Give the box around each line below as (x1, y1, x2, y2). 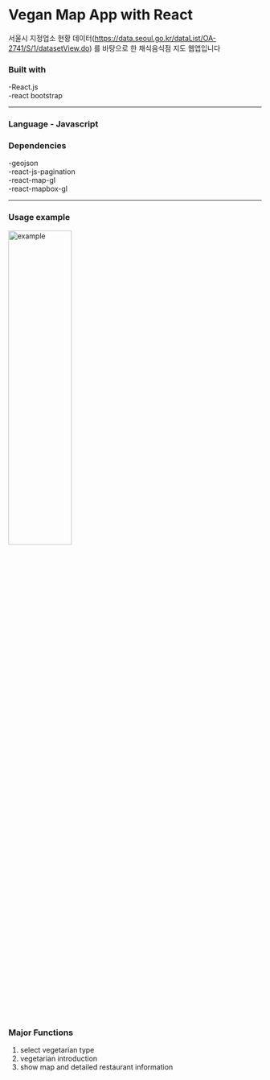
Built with (8, 64, 47, 75)
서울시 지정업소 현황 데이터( (8, 33, 95, 43)
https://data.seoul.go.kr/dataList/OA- (94, 33, 217, 43)
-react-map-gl (8, 176, 56, 185)
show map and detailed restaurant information (19, 1062, 174, 1072)
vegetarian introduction (19, 1053, 98, 1064)
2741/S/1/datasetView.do (8, 43, 90, 53)
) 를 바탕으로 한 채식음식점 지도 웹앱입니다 (89, 43, 221, 53)
